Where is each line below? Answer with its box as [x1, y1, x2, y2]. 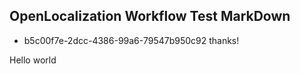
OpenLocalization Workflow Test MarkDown [9, 8, 291, 25]
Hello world [9, 54, 57, 66]
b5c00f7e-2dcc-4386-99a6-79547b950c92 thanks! [23, 34, 240, 46]
